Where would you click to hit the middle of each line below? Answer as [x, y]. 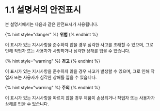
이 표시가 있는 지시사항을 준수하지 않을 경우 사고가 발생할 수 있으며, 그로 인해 [77, 71]
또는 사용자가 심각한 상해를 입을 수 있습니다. [55, 77]
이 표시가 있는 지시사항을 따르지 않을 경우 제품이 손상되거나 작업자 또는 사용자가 [80, 97]
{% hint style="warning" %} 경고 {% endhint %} [53, 61]
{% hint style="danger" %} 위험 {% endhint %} [52, 34]
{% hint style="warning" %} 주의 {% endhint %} [53, 87]
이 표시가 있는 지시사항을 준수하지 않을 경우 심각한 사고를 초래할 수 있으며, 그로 [79, 44]
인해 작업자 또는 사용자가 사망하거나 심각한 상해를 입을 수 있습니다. [68, 51]
